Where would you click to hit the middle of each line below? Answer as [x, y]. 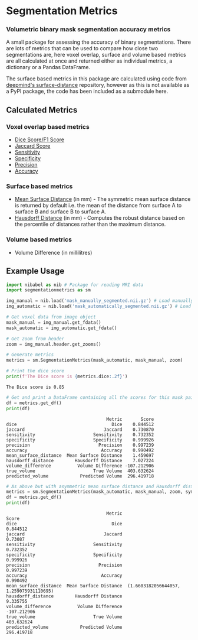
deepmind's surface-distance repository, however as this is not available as [98, 85]
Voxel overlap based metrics [48, 126]
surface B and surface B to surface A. [60, 212]
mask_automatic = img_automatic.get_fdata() [62, 328]
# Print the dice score [35, 371]
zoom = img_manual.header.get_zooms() [54, 344]
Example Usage [35, 271]
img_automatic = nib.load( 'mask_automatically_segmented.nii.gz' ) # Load [99, 306]
